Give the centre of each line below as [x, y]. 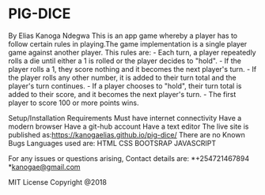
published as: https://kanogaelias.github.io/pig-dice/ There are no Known [127, 134]
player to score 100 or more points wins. [74, 103]
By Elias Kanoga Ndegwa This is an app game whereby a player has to [123, 36]
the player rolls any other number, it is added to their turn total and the [122, 77]
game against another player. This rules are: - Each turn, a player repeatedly [132, 52]
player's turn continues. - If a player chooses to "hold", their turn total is [125, 86]
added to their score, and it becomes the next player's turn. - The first [122, 94]
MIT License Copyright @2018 [57, 182]
